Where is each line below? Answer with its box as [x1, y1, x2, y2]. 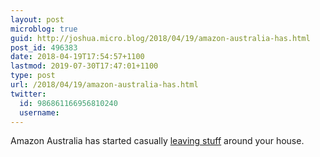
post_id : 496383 [10, 42, 78, 53]
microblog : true [10, 24, 78, 34]
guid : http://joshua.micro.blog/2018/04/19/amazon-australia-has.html [10, 33, 311, 43]
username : [19, 107, 60, 118]
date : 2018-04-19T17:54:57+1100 [10, 52, 145, 62]
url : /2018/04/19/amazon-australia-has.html [10, 80, 199, 90]
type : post [10, 71, 56, 81]
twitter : [10, 89, 47, 99]
